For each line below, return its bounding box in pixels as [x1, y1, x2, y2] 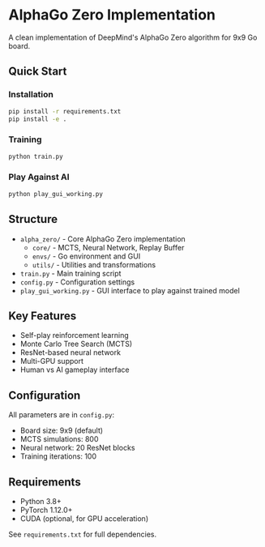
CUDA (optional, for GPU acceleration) [19, 513, 149, 523]
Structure [8, 212, 58, 226]
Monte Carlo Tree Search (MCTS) [19, 339, 132, 349]
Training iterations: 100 [19, 451, 97, 461]
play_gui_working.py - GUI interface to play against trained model [19, 285, 241, 295]
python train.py [8, 152, 63, 160]
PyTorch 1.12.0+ [19, 505, 73, 515]
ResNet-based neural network [19, 348, 122, 357]
